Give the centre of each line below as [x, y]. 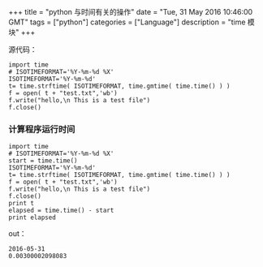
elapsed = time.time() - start [61, 211]
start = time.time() [43, 161]
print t [22, 204]
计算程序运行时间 [42, 129]
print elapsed [32, 217]
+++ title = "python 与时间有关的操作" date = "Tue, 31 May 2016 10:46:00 [131, 12]
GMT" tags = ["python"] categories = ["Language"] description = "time [127, 22]
